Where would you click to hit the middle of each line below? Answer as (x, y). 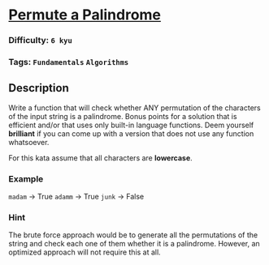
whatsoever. (29, 142)
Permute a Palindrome (85, 15)
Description (39, 88)
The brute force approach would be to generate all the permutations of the (133, 235)
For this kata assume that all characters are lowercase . (100, 158)
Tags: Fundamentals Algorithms (69, 62)
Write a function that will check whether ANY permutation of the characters (135, 108)
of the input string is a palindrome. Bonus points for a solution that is (123, 116)
